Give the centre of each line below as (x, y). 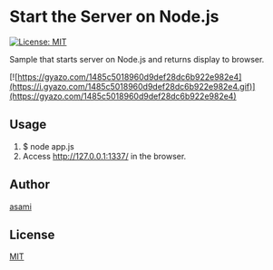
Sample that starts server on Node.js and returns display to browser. (137, 59)
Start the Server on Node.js (114, 17)
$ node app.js (48, 146)
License (32, 234)
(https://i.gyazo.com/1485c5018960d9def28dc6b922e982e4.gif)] (132, 86)
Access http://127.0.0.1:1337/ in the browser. (104, 156)
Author (29, 184)
